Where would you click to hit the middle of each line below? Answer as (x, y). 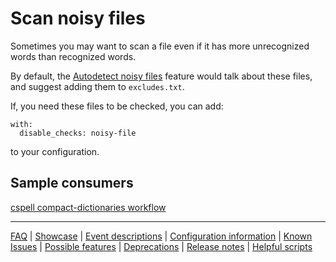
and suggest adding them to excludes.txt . (97, 86)
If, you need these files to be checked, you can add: (117, 106)
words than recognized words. (73, 56)
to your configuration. (55, 151)
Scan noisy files (78, 18)
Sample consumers (72, 183)
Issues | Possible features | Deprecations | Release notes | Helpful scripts (161, 246)
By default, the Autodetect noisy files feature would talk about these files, (161, 76)
